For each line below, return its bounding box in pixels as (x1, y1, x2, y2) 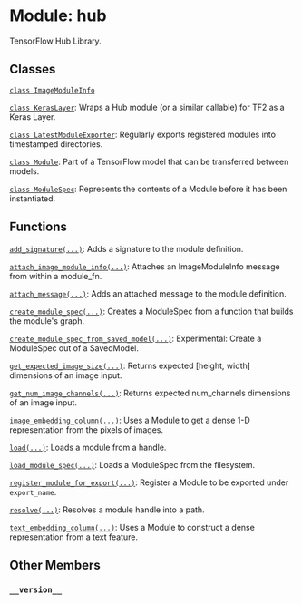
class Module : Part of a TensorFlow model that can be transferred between (9, 156, 289, 167)
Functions (9, 219, 68, 235)
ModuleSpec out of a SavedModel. (9, 342, 139, 354)
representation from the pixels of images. (9, 424, 164, 435)
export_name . (9, 486, 57, 497)
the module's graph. (9, 315, 84, 326)
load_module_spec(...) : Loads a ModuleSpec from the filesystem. (9, 459, 256, 470)
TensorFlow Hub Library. (9, 35, 102, 46)
